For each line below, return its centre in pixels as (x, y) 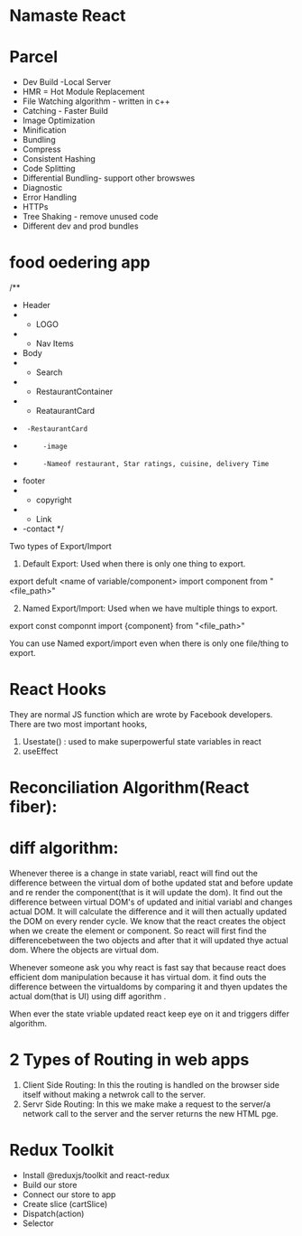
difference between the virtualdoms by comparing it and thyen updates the (149, 987)
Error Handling (50, 197)
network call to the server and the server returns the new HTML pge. (150, 1114)
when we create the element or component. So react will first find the (138, 931)
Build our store (50, 1185)
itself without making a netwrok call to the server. (114, 1095)
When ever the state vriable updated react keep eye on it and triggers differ (150, 1014)
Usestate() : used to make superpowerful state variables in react (142, 741)
